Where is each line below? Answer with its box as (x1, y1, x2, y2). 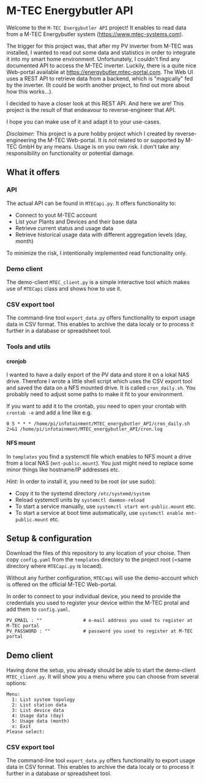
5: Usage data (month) (12, 718, 70, 724)
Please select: (6, 729, 45, 735)
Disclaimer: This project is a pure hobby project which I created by (6, 130, 174, 137)
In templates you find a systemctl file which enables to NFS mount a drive (6, 452, 192, 460)
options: (6, 680, 28, 687)
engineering (6, 136, 37, 144)
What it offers (6, 167, 60, 178)
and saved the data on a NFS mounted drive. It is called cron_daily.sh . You (6, 384, 196, 392)
